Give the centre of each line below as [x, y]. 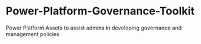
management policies [32, 34]
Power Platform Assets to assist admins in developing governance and [94, 28]
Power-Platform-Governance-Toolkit [100, 11]
